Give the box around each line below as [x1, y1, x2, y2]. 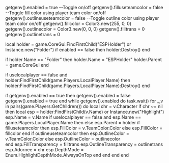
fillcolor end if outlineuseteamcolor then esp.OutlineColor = [5, 130, 130, 137]
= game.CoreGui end [5, 62, 49, 68]
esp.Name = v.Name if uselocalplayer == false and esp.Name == [5, 114, 142, 120]
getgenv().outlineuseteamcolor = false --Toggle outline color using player [5, 15, 159, 21]
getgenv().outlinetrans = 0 [5, 32, 60, 37]
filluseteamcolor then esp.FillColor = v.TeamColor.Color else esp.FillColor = [5, 125, 163, 131]
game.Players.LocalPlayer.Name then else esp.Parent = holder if [5, 120, 140, 125]
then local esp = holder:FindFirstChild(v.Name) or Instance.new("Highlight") [5, 109, 164, 115]
